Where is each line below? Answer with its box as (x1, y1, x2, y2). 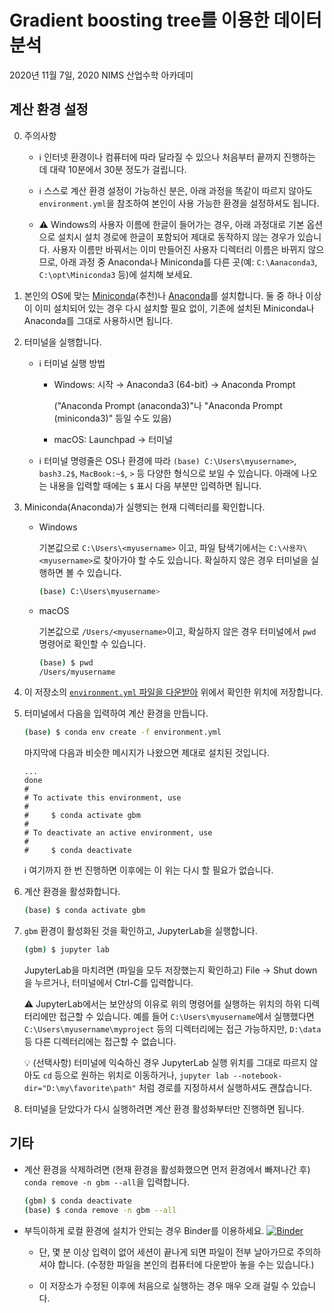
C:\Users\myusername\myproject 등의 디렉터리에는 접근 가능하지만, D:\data (23, 1023, 322, 1035)
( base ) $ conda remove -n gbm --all (23, 1205, 177, 1215)
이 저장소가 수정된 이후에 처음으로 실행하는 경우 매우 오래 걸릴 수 (38, 1279, 290, 1291)
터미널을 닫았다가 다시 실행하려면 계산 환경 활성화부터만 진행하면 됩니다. (23, 1103, 305, 1115)
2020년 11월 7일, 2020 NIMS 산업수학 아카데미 (9, 69, 194, 81)
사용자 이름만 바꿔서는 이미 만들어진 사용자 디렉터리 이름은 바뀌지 (52, 243, 306, 255)
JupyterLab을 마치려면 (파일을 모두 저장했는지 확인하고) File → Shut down (23, 964, 318, 976)
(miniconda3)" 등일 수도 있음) (53, 412, 172, 424)
